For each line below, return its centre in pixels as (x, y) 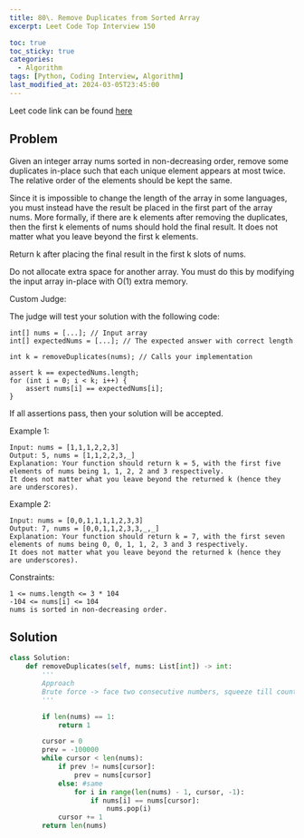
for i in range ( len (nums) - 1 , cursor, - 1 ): (159, 792)
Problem (34, 139)
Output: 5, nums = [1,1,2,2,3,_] (72, 455)
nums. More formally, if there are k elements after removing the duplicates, (148, 217)
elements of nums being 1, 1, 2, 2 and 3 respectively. (117, 471)
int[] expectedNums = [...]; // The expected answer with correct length (152, 341)
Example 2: (30, 503)
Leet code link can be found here (71, 111)
